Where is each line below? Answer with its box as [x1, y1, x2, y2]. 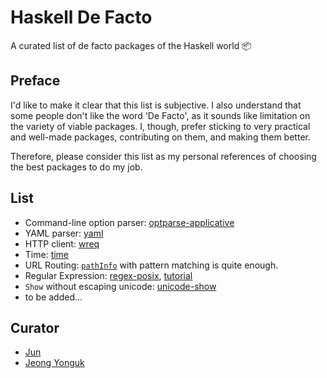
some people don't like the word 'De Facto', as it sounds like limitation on [10, 109, 311, 121]
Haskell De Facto [10, 6, 153, 29]
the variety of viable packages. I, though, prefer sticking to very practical [10, 120, 311, 132]
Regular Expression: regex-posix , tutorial [24, 269, 193, 281]
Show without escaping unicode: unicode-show [24, 280, 217, 292]
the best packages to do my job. [10, 161, 143, 173]
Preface [10, 72, 61, 90]
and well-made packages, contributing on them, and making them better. [10, 131, 311, 143]
